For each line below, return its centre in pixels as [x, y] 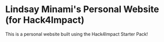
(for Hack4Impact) [45, 20]
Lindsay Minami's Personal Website [82, 9]
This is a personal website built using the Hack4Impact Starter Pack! [77, 34]
